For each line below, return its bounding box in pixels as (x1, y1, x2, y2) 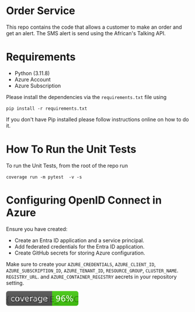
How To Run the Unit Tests (6, 143, 137, 156)
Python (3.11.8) (14, 69, 50, 77)
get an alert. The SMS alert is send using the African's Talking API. (6, 29, 166, 36)
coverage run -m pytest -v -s (6, 174, 82, 180)
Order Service (6, 4, 76, 18)
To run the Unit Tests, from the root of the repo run (6, 162, 128, 169)
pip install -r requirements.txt (6, 106, 88, 111)
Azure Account (14, 76, 51, 83)
